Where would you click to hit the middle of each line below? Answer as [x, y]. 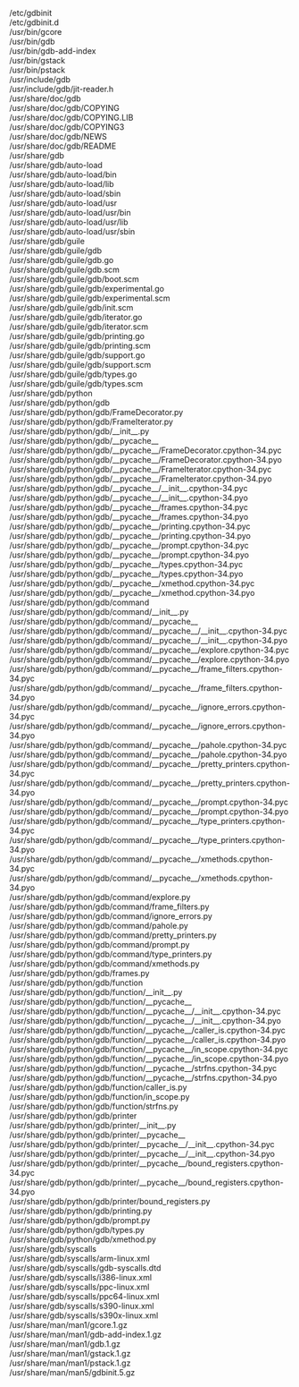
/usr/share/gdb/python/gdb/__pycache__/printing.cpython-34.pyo [130, 536]
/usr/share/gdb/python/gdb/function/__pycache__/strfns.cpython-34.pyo [143, 1078]
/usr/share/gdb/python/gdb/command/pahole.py [99, 926]
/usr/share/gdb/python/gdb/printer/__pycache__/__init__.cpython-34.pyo [142, 1154]
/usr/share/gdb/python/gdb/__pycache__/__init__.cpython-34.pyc [129, 488]
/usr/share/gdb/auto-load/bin [63, 174]
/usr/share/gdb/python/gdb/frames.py [79, 973]
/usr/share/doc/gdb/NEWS [58, 136]
